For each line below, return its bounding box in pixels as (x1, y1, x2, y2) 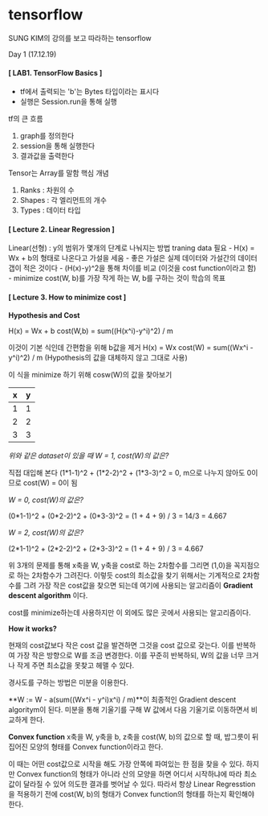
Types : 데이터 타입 (19, 205, 82, 215)
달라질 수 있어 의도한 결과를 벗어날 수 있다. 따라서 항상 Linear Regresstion (22, 779, 256, 789)
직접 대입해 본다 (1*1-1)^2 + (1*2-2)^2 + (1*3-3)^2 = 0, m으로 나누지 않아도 (8, 468, 246, 477)
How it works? (8, 624, 58, 633)
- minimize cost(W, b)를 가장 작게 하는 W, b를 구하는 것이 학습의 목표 (8, 274, 226, 283)
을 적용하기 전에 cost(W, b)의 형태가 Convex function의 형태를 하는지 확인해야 (8, 789, 255, 798)
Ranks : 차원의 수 (19, 185, 75, 195)
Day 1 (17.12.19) (8, 49, 57, 59)
